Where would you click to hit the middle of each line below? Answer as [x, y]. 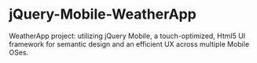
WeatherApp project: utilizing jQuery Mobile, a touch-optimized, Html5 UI [127, 36]
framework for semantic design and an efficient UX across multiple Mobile [129, 44]
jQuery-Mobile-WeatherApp [103, 14]
